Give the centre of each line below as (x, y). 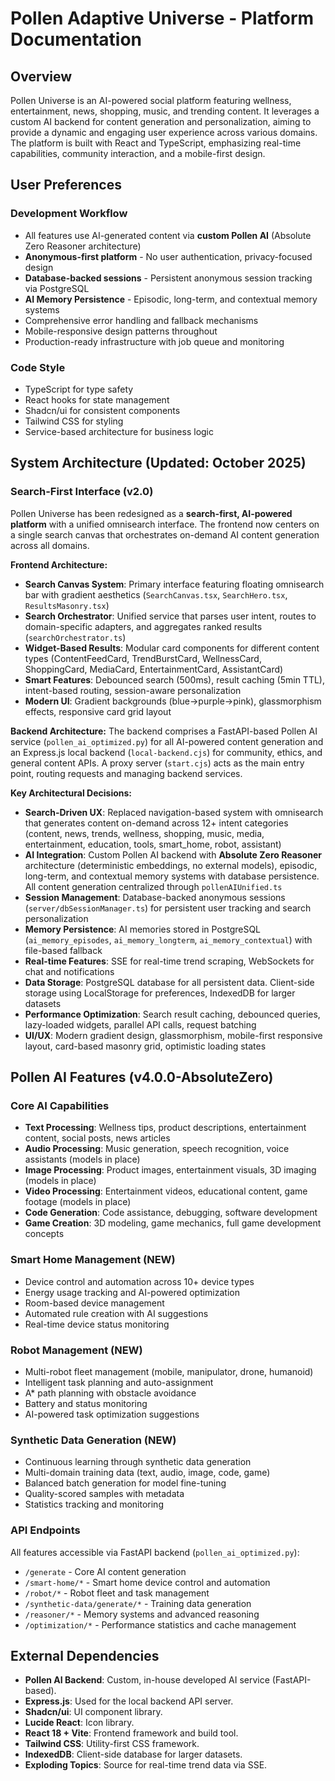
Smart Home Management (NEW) (93, 1260)
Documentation (76, 39)
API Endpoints (45, 1530)
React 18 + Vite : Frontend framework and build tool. (131, 1733)
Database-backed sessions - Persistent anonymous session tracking (168, 278)
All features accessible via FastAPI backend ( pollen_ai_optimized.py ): (155, 1552)
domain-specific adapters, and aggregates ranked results (143, 626)
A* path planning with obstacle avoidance (110, 1393)
